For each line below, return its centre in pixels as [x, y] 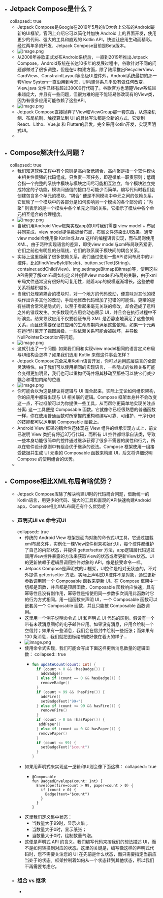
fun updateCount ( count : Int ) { [64, 664]
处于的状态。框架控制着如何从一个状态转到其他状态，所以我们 [91, 860]
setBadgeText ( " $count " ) [65, 747]
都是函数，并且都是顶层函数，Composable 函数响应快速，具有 [92, 587]
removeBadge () [55, 683]
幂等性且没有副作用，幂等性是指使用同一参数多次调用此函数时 [87, 593]
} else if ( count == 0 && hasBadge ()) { [78, 678]
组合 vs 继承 [31, 881]
